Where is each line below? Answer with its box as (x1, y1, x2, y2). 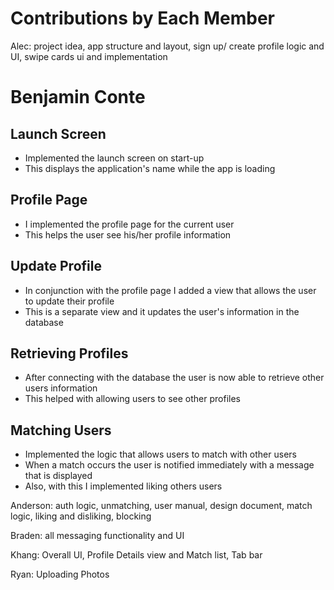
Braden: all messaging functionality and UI (10, 530, 185, 542)
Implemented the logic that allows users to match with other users (24, 448, 297, 461)
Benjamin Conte (10, 86, 146, 109)
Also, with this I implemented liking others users (24, 480, 223, 492)
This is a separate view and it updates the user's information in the (24, 305, 300, 317)
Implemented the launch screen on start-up (24, 152, 205, 164)
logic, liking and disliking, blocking (10, 510, 152, 522)
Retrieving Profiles (10, 345, 129, 362)
